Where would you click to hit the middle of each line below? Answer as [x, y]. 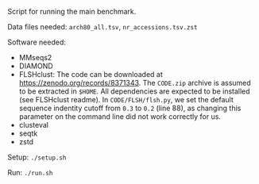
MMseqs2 [35, 57]
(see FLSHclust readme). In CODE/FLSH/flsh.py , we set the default [126, 100]
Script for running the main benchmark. [72, 11]
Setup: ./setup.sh [37, 157]
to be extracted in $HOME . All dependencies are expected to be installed [135, 91]
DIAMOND [36, 66]
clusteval [34, 125]
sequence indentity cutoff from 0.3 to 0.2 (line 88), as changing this [130, 108]
